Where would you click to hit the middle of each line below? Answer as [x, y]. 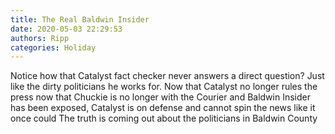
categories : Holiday [53, 47]
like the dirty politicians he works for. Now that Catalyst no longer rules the [164, 87]
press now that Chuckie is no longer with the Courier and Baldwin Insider [160, 97]
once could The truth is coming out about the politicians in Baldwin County [164, 118]
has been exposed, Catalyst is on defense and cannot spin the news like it [163, 108]
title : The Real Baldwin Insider [80, 19]
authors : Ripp [40, 38]
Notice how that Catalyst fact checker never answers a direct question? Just [167, 76]
